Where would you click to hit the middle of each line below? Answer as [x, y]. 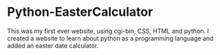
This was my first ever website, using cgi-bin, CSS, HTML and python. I [108, 31]
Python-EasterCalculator [80, 12]
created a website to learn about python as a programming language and [110, 38]
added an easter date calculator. [53, 45]
